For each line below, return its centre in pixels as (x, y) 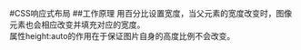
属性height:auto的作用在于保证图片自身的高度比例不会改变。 (122, 36)
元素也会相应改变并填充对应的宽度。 (77, 25)
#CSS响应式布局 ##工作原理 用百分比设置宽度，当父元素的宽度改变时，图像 (151, 13)
